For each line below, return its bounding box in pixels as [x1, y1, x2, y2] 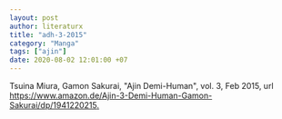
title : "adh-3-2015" [9, 30, 88, 39]
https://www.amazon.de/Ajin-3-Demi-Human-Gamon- [9, 90, 213, 101]
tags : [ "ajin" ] [9, 47, 67, 56]
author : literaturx [9, 22, 84, 31]
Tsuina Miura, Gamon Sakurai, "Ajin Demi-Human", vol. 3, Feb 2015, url [9, 81, 275, 91]
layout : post [9, 13, 59, 23]
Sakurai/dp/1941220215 [9, 100, 97, 110]
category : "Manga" [9, 38, 79, 48]
